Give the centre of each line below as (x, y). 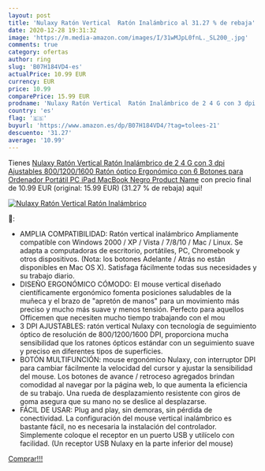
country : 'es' (32, 111)
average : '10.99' (37, 140)
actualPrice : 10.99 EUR (47, 74)
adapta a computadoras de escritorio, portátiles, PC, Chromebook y (130, 250)
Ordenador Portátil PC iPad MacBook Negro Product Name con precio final (130, 179)
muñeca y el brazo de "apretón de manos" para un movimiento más (129, 301)
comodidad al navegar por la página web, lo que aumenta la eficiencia (134, 384)
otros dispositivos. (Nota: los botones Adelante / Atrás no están (122, 259)
